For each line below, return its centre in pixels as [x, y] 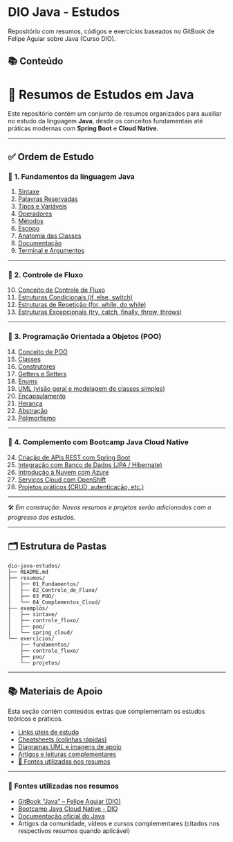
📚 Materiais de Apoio [55, 691]
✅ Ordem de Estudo [51, 157]
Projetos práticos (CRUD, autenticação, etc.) [81, 486]
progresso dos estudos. [41, 517]
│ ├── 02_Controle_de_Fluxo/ [53, 590]
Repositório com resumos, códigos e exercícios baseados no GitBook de [111, 31]
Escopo [29, 228]
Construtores [37, 366]
